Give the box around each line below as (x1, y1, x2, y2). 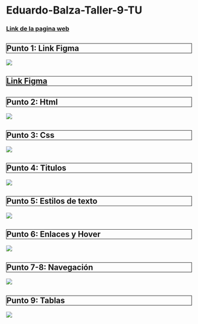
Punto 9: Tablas (6, 295, 65, 305)
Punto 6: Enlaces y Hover (6, 229, 101, 239)
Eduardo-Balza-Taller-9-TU (6, 4, 143, 17)
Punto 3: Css (6, 130, 55, 140)
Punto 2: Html (6, 97, 58, 107)
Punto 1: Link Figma (6, 43, 80, 53)
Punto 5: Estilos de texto (6, 196, 98, 206)
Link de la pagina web (6, 25, 70, 33)
